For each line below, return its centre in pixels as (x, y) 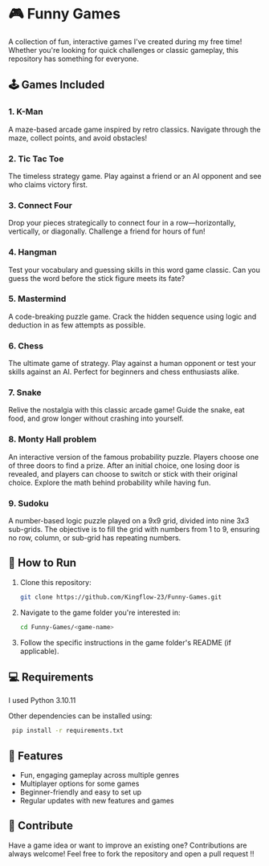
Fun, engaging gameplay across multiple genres (99, 775)
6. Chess (26, 346)
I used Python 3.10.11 (42, 701)
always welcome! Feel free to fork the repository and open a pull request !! (131, 853)
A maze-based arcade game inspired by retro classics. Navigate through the (134, 129)
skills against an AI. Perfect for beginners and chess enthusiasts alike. (124, 372)
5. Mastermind (37, 299)
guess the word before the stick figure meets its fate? (97, 278)
